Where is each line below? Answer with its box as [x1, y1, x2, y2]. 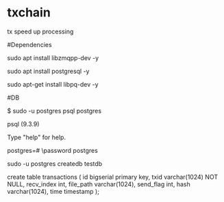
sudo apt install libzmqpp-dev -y [7, 53, 99, 62]
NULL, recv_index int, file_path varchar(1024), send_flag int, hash [7, 179, 190, 188]
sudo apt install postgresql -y [7, 67, 90, 75]
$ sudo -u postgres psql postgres [7, 106, 101, 115]
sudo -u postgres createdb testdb [7, 159, 103, 168]
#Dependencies [7, 40, 53, 48]
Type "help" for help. [7, 133, 66, 141]
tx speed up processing [7, 27, 74, 35]
